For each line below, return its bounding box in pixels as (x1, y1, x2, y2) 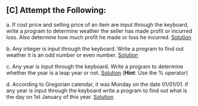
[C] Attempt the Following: (6, 5, 106, 15)
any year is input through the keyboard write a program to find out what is (6, 86, 188, 94)
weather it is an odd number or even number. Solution (6, 51, 138, 59)
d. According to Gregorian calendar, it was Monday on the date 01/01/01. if (6, 81, 188, 88)
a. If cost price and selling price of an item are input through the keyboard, (6, 21, 189, 28)
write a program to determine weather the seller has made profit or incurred (6, 27, 193, 34)
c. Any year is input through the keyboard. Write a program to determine (6, 63, 184, 70)
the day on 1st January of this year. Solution (6, 93, 114, 100)
